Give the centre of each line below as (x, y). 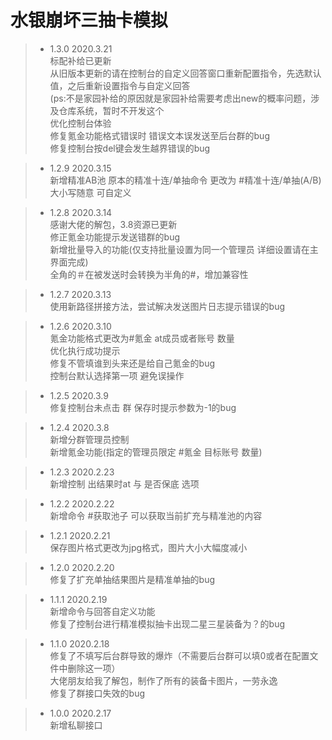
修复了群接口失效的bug (97, 693)
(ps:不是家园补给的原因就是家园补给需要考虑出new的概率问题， (180, 98)
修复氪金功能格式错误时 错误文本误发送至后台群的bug (159, 135)
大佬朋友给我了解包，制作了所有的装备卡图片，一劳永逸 (163, 680)
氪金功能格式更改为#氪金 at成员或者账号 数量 (142, 338)
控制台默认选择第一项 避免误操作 (117, 375)
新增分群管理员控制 (89, 439)
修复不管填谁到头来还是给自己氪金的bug (132, 363)
